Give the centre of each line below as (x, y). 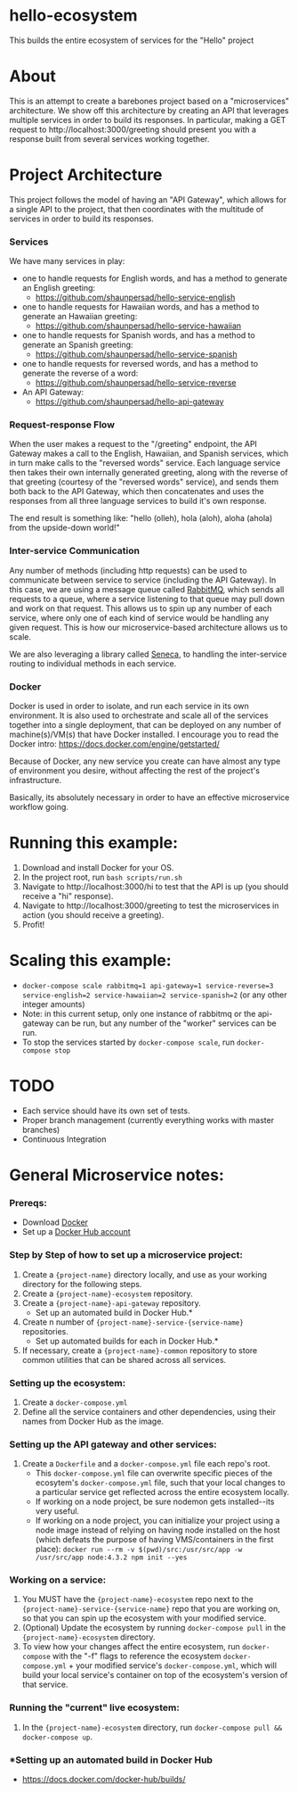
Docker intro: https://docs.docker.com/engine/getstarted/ (115, 744)
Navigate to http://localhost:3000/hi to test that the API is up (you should (155, 886)
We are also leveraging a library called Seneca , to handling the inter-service (148, 654)
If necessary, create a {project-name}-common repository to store (140, 1350)
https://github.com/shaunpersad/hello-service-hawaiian (138, 326)
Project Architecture (86, 175)
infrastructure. (36, 780)
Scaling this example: (90, 961)
